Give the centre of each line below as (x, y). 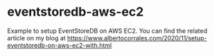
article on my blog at (36, 38)
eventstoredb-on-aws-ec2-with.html (60, 45)
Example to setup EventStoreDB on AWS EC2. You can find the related (107, 31)
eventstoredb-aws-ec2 (75, 12)
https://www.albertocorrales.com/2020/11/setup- (137, 38)
